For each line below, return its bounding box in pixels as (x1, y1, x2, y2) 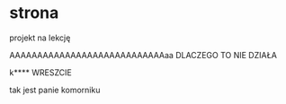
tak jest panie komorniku (9, 84, 101, 95)
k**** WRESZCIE (9, 66, 72, 78)
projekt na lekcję (9, 32, 71, 43)
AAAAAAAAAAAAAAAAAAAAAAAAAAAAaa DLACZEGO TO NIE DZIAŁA (9, 49, 277, 60)
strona (9, 3, 59, 23)
